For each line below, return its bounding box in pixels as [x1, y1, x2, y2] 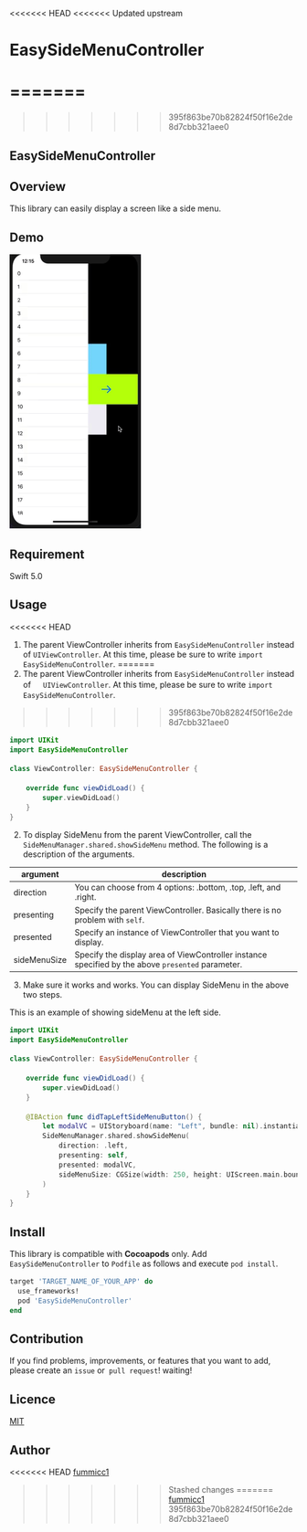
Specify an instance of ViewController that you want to [74, 926, 280, 937]
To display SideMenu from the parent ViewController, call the [22, 829, 252, 840]
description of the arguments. [22, 849, 135, 860]
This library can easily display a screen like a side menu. [9, 203, 222, 214]
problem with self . [74, 914, 144, 925]
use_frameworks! [17, 1286, 79, 1295]
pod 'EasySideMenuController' [17, 1296, 132, 1305]
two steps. [22, 988, 63, 999]
